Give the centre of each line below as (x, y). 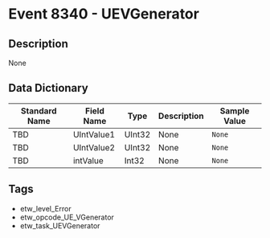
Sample (235, 111)
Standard (39, 111)
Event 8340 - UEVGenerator (104, 14)
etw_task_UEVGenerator (60, 225)
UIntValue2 (94, 147)
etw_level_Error (45, 208)
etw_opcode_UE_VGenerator (67, 217)
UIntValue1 (94, 134)
